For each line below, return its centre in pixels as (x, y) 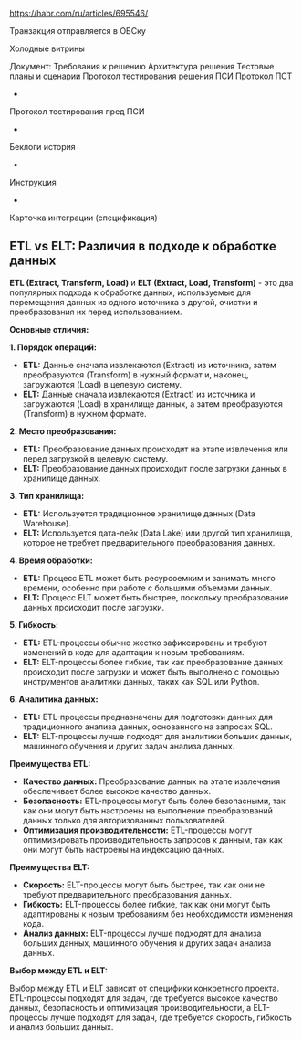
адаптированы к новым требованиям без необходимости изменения (158, 914)
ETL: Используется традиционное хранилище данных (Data (139, 513)
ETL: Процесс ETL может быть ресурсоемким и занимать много (149, 578)
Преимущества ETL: (50, 763)
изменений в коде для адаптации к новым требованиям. (133, 652)
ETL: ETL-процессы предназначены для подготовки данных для (148, 717)
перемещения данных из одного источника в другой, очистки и (134, 302)
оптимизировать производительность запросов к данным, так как (152, 839)
